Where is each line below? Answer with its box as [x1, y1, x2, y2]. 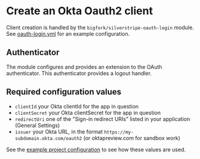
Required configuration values [6, 87, 122, 97]
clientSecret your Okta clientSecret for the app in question [14, 109, 161, 116]
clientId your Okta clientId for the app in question [14, 102, 139, 110]
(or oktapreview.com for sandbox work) [83, 134, 181, 141]
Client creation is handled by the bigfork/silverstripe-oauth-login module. [6, 24, 194, 31]
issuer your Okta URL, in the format [14, 128, 103, 135]
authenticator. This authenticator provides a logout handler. [6, 70, 152, 77]
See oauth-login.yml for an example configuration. [6, 30, 130, 37]
